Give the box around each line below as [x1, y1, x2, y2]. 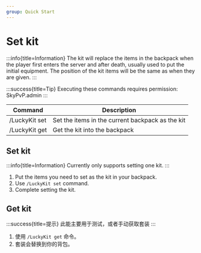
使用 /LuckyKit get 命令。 [14, 233, 80, 240]
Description [101, 106, 136, 114]
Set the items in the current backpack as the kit [53, 116, 186, 124]
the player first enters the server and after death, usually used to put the [6, 61, 185, 68]
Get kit [6, 203, 32, 213]
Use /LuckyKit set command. [14, 180, 89, 187]
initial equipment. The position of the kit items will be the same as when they [6, 67, 195, 74]
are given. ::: [6, 73, 37, 81]
